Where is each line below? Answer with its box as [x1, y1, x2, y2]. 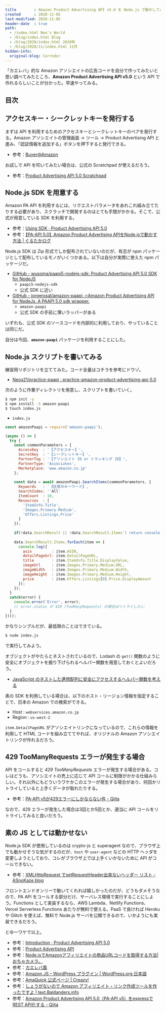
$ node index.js [5, 633, 39, 638]
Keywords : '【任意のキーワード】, [18, 484, 89, 489]
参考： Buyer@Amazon [12, 151, 58, 157]
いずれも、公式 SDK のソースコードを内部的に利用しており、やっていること [5, 320, 159, 326]
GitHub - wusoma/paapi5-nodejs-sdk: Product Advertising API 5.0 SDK [12, 271, 157, 277]
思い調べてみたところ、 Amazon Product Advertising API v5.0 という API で [5, 74, 160, 80]
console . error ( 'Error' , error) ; [14, 600, 81, 605]
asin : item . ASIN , [23, 549, 79, 554]
